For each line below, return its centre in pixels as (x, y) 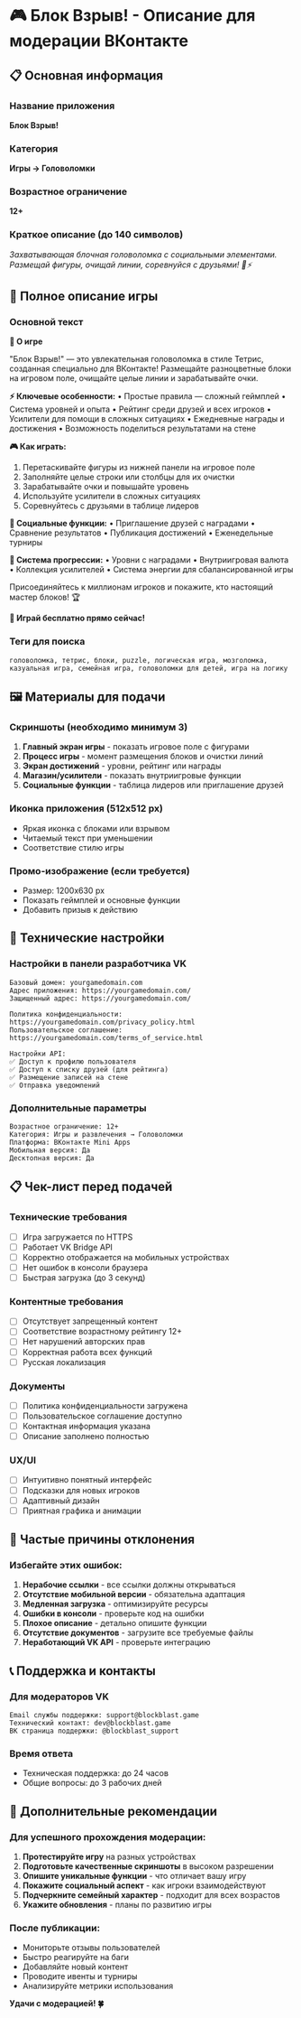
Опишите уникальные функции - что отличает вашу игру (134, 1876)
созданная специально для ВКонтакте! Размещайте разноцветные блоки (150, 368)
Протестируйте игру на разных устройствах (109, 1857)
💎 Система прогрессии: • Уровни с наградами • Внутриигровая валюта (149, 560)
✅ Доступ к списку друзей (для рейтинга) (89, 1069)
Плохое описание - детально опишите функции (114, 1623)
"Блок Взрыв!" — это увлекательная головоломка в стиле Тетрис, (137, 359)
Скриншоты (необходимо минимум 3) (99, 728)
